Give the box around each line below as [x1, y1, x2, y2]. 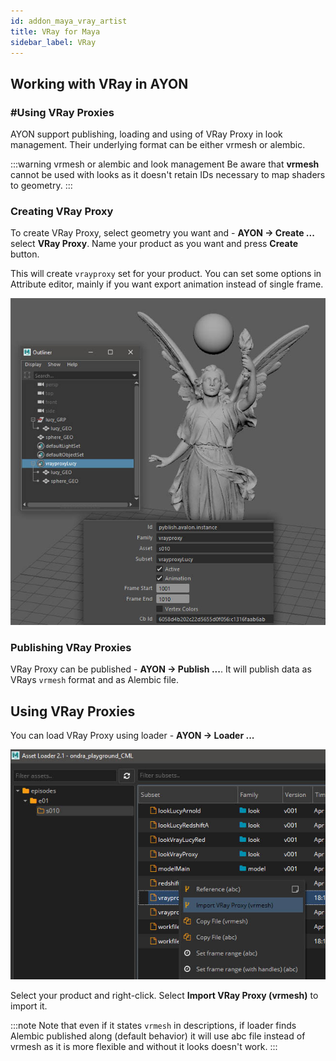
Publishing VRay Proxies [10, 640, 132, 654]
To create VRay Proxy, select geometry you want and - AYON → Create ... [10, 227, 315, 239]
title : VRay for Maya [10, 26, 101, 37]
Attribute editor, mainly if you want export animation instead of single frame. [10, 278, 324, 290]
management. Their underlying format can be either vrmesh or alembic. [10, 139, 306, 151]
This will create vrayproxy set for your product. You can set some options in [10, 268, 322, 280]
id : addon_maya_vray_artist [10, 16, 128, 26]
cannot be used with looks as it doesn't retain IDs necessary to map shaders [10, 169, 326, 181]
